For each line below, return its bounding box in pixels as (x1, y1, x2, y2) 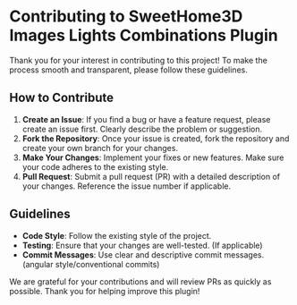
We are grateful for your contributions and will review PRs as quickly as (9, 275, 272, 287)
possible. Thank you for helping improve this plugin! (9, 285, 200, 296)
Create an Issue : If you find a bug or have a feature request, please (21, 114, 271, 124)
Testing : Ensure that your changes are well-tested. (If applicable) (21, 240, 263, 250)
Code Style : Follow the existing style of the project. (21, 230, 212, 241)
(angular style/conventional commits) (21, 258, 160, 269)
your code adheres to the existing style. (21, 161, 169, 172)
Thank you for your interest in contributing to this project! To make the (9, 55, 268, 65)
